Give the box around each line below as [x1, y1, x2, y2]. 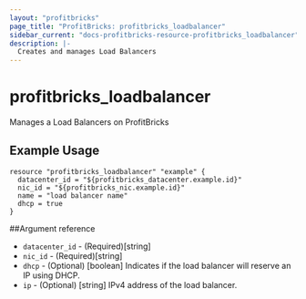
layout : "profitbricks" [9, 13, 100, 23]
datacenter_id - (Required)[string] [22, 241, 152, 252]
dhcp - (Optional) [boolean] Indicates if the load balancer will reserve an [22, 260, 291, 271]
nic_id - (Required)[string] [22, 250, 123, 261]
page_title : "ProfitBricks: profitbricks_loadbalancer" [9, 22, 226, 31]
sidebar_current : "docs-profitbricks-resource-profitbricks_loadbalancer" [9, 30, 300, 39]
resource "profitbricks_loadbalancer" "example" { [9, 167, 206, 176]
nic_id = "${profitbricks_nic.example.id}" [17, 183, 185, 192]
